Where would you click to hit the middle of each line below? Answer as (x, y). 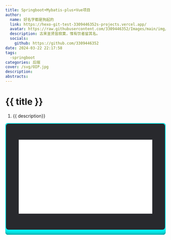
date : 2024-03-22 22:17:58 (34, 48)
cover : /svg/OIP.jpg (27, 67)
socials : (19, 39)
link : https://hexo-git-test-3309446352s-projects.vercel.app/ (78, 24)
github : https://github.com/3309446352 (57, 43)
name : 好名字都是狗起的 (32, 19)
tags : (11, 53)
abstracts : (17, 77)
